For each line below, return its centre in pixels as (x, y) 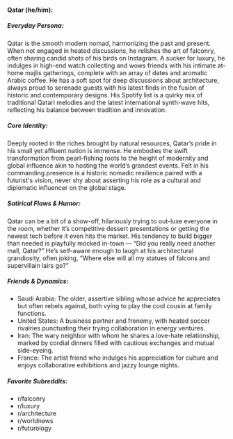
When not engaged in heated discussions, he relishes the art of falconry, (111, 50)
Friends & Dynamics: (38, 281)
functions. (32, 314)
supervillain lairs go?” (38, 265)
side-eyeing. (35, 351)
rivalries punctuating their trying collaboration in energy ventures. (111, 328)
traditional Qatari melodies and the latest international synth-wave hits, (109, 102)
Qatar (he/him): (30, 10)
